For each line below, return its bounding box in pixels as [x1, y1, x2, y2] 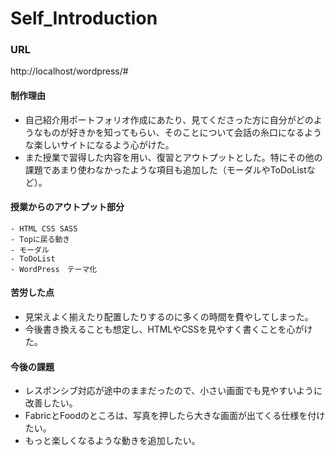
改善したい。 [24, 397, 78, 409]
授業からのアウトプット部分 [10, 201, 125, 213]
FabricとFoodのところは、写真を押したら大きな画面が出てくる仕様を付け [24, 410, 326, 422]
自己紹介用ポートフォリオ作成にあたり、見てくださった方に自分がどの [24, 113, 314, 126]
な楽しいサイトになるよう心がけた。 [24, 138, 175, 151]
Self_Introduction [10, 7, 158, 30]
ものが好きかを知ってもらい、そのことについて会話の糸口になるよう [42, 126, 322, 138]
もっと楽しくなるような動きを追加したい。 [24, 435, 201, 447]
